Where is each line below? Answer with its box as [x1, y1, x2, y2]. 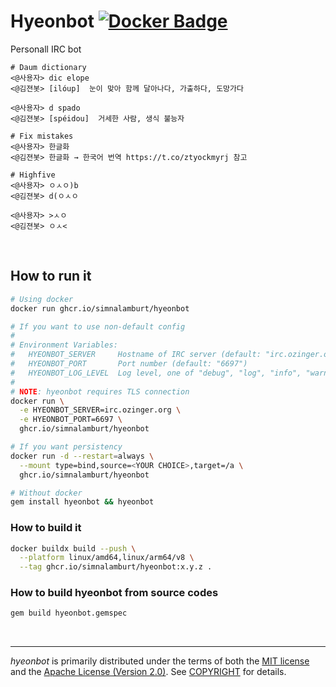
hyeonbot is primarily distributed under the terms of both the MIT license [10, 655, 310, 667]
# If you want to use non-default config [10, 321, 186, 332]
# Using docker [10, 294, 74, 304]
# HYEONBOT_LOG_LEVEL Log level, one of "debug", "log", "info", [10, 368, 302, 378]
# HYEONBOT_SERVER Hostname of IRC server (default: [10, 350, 262, 360]
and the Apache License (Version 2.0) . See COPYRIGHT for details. [10, 666, 287, 678]
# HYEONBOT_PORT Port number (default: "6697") [10, 359, 248, 369]
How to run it [10, 268, 92, 285]
